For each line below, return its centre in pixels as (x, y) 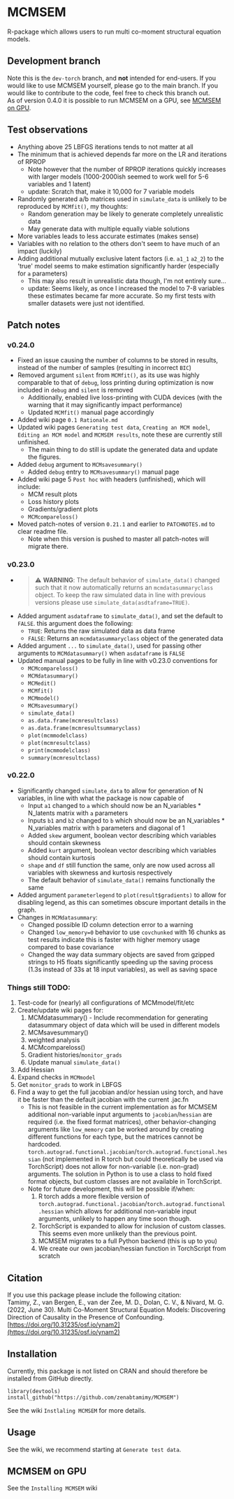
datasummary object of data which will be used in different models (124, 1025)
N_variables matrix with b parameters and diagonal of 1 (106, 828)
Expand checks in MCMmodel (56, 1077)
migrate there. (48, 547)
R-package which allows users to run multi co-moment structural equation (114, 32)
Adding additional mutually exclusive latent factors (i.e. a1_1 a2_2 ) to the (120, 258)
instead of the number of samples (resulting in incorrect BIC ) (104, 368)
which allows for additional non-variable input (131, 1211)
